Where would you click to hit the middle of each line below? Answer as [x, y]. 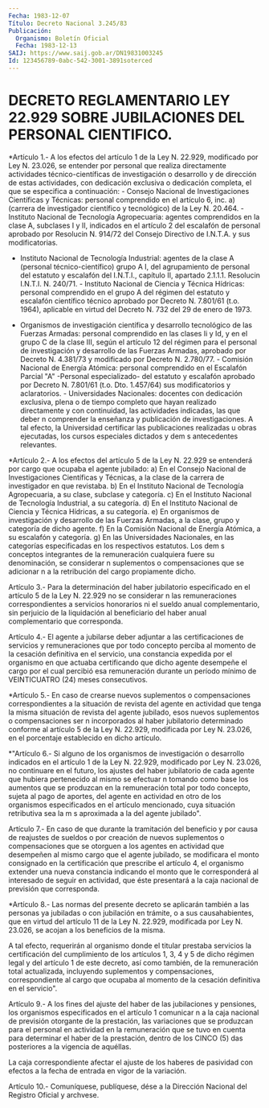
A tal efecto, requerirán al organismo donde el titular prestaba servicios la [130, 945]
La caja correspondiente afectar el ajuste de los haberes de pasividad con [131, 1062]
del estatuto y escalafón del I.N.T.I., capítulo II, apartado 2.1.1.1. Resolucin [140, 275]
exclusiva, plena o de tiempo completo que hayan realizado [118, 402]
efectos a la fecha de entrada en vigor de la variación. [98, 1070]
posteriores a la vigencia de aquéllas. [70, 1046]
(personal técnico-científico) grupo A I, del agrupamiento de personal [135, 266]
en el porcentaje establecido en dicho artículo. [85, 738]
